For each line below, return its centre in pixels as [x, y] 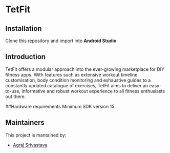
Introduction [26, 57]
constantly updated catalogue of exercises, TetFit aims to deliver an [77, 85]
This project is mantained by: [36, 135]
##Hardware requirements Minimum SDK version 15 [60, 106]
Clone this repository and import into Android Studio [61, 41]
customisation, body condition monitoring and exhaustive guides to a [78, 80]
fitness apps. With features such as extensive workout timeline [71, 74]
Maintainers [25, 122]
